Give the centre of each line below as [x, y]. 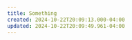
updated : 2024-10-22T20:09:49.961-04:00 [66, 26]
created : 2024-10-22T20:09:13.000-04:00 [66, 20]
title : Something [32, 13]
